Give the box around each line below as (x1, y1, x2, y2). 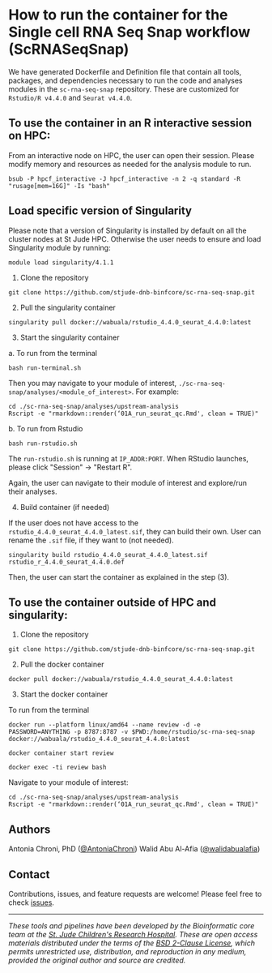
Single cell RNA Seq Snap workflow (8, 23, 251, 41)
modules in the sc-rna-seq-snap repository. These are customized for (8, 84, 240, 94)
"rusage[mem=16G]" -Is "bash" (8, 182, 111, 190)
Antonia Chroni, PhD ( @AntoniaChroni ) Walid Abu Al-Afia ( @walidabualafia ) (8, 844, 261, 854)
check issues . (8, 898, 55, 907)
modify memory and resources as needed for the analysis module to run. (8, 159, 252, 169)
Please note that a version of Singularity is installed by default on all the (8, 225, 247, 235)
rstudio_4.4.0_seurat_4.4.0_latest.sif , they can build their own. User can (8, 526, 261, 536)
